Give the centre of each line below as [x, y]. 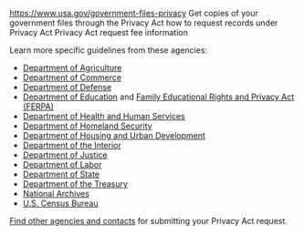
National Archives [56, 194]
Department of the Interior [72, 145]
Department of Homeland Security [87, 126]
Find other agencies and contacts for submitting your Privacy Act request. [148, 221]
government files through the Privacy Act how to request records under [144, 23]
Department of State [61, 174]
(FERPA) [38, 107]
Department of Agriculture [72, 68]
